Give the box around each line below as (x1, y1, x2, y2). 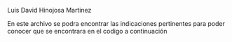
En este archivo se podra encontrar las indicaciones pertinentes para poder (7, 20, 226, 27)
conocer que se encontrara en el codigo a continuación (7, 27, 168, 35)
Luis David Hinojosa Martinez (7, 6, 92, 14)
